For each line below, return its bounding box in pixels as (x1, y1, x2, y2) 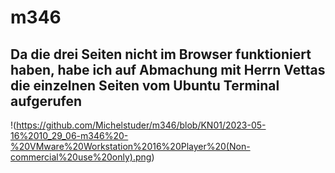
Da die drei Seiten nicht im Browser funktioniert (10, 46, 312, 63)
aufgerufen (10, 92, 83, 110)
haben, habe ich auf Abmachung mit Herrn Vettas (10, 61, 326, 78)
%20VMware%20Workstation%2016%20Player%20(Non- (10, 141, 251, 152)
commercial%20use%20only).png (10, 151, 152, 163)
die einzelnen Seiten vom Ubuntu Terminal (10, 77, 280, 94)
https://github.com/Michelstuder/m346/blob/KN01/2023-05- (16, 119, 267, 131)
